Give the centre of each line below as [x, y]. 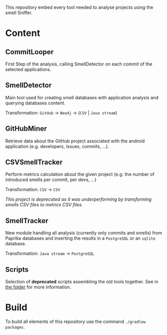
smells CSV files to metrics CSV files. [44, 205]
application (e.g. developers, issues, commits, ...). [57, 146]
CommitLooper [30, 52]
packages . [15, 327]
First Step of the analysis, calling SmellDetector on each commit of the [79, 64]
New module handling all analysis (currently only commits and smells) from [84, 233]
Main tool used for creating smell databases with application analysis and [82, 97]
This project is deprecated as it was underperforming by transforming [78, 199]
